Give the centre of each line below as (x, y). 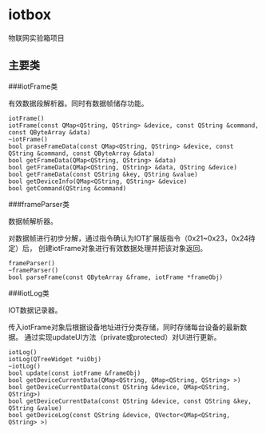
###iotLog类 (29, 293)
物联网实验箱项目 (36, 38)
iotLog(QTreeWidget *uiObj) (55, 359)
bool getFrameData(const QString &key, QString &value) (103, 174)
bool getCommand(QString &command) (67, 188)
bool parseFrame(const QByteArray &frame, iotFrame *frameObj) (116, 277)
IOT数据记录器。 (35, 310)
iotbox (30, 15)
